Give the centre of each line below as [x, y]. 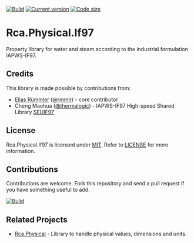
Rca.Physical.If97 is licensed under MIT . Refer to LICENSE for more [87, 145]
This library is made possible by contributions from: [68, 88]
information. [21, 151]
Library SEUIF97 [34, 112]
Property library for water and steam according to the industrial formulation [97, 49]
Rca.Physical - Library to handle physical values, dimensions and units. [101, 234]
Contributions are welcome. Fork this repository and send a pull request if [95, 184]
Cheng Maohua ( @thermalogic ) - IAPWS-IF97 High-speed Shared [94, 105]
